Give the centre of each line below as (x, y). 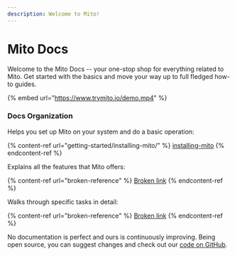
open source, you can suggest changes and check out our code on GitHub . (117, 244)
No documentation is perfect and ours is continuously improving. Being (111, 237)
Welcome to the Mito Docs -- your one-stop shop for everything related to (116, 69)
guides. (26, 84)
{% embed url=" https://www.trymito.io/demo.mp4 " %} (87, 97)
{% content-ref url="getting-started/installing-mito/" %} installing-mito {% (116, 145)
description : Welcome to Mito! (54, 14)
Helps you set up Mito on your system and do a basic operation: (101, 132)
